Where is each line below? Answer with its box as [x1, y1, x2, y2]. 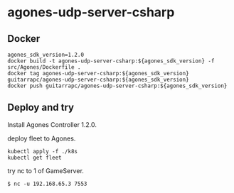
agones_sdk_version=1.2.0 [7, 51, 84, 58]
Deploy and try [7, 101, 75, 114]
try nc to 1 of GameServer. [7, 166, 84, 175]
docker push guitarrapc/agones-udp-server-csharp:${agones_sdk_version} [7, 82, 228, 89]
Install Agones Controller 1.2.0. [7, 120, 97, 128]
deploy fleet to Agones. [7, 134, 76, 143]
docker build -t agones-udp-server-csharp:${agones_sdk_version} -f [7, 57, 215, 65]
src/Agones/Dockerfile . [7, 64, 81, 71]
